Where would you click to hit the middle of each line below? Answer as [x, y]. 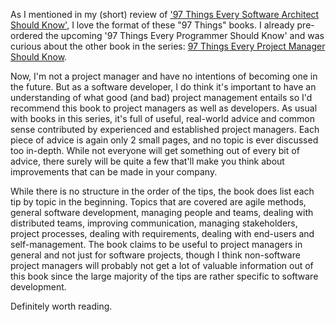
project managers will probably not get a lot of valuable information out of [162, 265]
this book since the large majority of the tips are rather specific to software [164, 276]
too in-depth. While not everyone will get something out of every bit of [155, 150]
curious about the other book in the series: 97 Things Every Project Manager [168, 46]
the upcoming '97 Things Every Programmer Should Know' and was [184, 35]
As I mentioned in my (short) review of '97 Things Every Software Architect [165, 14]
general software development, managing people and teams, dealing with [162, 212]
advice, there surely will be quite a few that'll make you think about [147, 161]
